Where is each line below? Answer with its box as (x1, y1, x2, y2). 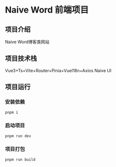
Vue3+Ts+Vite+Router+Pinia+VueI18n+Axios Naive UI (5, 67, 112, 73)
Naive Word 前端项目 (5, 4, 89, 15)
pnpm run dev (5, 134, 31, 138)
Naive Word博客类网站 (5, 39, 50, 45)
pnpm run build (5, 157, 36, 162)
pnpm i (5, 110, 18, 115)
